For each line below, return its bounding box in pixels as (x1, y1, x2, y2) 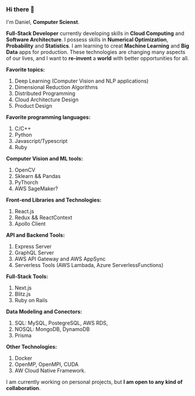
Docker (14, 354, 33, 362)
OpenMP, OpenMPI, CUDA (14, 361, 79, 368)
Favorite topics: (6, 66, 45, 73)
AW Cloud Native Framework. (14, 367, 86, 374)
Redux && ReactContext (14, 214, 73, 221)
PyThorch (14, 179, 39, 186)
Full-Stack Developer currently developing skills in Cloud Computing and (6, 30, 184, 37)
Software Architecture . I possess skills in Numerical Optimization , (6, 36, 169, 43)
